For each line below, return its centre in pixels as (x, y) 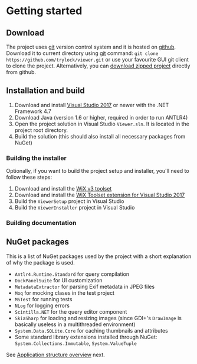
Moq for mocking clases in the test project (65, 293)
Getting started (44, 11)
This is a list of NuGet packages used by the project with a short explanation (99, 256)
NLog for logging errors (42, 305)
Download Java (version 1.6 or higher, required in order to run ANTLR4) (101, 117)
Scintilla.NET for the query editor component (71, 311)
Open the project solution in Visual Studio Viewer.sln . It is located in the (102, 124)
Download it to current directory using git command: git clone (82, 53)
